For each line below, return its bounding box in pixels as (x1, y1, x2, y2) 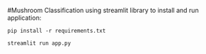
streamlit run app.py (7, 40, 71, 47)
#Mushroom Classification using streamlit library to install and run (7, 6, 200, 14)
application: (7, 13, 42, 22)
